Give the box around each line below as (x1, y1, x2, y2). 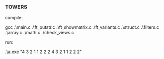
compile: (5, 15, 23, 21)
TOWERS (5, 3, 27, 10)
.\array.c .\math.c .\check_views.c (5, 30, 75, 36)
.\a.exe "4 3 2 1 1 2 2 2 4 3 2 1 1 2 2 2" (5, 49, 82, 55)
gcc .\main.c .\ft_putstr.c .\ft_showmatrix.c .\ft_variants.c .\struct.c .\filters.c (5, 24, 160, 30)
